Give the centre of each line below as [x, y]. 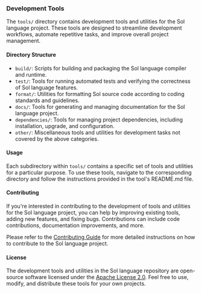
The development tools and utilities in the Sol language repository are [93, 271]
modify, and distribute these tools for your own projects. [76, 284]
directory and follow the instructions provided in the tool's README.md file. [100, 179]
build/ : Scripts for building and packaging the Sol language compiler [101, 68]
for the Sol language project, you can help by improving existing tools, [93, 212]
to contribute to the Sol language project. [57, 243]
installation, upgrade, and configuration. [65, 126]
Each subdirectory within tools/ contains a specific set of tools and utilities [100, 166]
